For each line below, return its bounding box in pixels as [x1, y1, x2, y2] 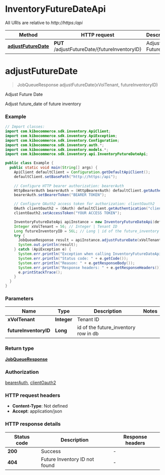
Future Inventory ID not [41, 456, 94, 463]
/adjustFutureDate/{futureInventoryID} [54, 46, 141, 53]
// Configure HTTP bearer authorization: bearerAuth [14, 183, 124, 188]
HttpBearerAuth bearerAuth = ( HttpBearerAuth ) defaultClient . [14, 188, 144, 193]
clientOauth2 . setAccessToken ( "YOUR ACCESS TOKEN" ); [14, 210, 122, 216]
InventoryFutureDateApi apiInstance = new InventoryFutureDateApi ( [14, 219, 155, 224]
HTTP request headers [5, 392, 60, 399]
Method [19, 31, 38, 38]
